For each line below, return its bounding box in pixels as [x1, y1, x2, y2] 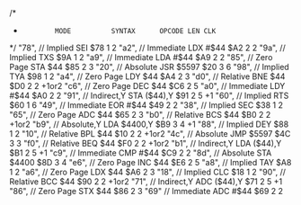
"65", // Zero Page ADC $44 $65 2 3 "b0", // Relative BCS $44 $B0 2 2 [9, 110, 271, 120]
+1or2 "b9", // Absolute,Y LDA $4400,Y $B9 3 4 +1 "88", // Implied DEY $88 [9, 119, 289, 129]
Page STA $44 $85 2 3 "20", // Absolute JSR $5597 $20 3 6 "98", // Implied [9, 62, 289, 72]
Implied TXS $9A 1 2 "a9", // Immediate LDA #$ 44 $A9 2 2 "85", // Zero [9, 52, 273, 62]
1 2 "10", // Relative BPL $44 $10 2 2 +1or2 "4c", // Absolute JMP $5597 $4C [9, 129, 291, 138]
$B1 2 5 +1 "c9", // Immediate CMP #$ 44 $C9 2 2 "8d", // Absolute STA [9, 147, 272, 158]
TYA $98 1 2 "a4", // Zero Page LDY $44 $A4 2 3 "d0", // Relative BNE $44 [9, 71, 286, 82]
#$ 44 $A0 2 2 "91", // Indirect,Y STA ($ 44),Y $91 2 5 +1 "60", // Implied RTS [9, 90, 289, 101]
